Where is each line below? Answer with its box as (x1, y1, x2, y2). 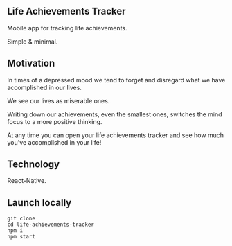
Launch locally (7, 197, 72, 209)
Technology (7, 159, 60, 170)
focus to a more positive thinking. (7, 117, 102, 125)
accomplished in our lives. (7, 83, 82, 91)
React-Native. (7, 177, 46, 185)
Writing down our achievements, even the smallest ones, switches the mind (7, 110, 223, 118)
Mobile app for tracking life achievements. (7, 24, 127, 32)
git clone (7, 215, 36, 222)
